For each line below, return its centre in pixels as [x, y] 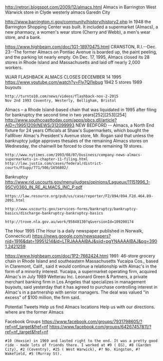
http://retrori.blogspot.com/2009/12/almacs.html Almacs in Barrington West [81, 7]
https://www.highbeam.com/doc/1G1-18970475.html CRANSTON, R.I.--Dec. [81, 47]
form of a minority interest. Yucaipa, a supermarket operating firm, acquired [81, 271]
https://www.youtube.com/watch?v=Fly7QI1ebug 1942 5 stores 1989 [74, 82]
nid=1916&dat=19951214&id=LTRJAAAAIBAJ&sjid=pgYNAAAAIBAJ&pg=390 [81, 241]
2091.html [15, 200]
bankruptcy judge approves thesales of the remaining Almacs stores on [77, 141]
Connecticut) [18, 236]
